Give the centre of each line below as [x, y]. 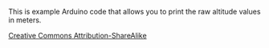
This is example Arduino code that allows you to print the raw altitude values [134, 12]
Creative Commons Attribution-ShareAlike [77, 36]
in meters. [25, 20]
